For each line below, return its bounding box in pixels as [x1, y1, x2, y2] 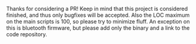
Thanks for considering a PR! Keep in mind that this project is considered [6, 5, 188, 12]
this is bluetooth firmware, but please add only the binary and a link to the [6, 24, 190, 31]
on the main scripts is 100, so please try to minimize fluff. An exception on [6, 18, 190, 25]
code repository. [6, 31, 47, 38]
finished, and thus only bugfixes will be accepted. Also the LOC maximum [6, 11, 190, 19]
